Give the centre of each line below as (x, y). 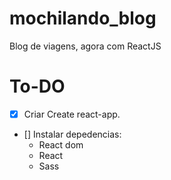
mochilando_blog (83, 18)
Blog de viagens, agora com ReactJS (85, 46)
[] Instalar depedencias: (72, 134)
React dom (61, 144)
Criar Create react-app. (72, 114)
